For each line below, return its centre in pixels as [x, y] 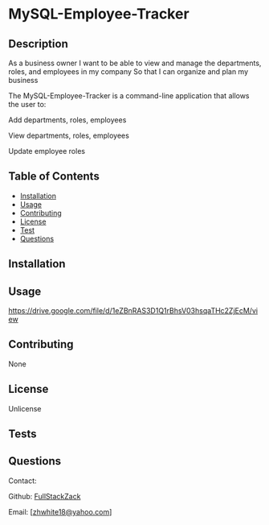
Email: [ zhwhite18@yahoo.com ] [60, 511]
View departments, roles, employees [69, 135]
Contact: [23, 481]
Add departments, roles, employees [67, 120]
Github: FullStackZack [45, 496]
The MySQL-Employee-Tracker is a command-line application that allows [129, 96]
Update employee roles [47, 151]
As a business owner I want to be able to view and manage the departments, [135, 63]
